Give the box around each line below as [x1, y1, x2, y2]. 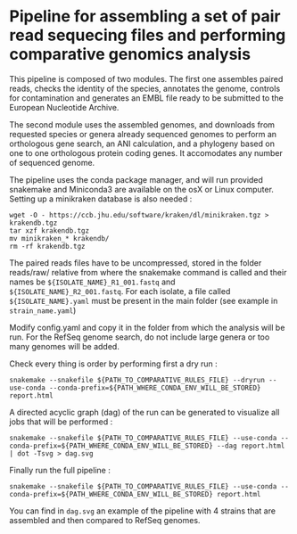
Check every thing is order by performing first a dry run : [9, 358, 219, 369]
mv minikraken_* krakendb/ [9, 234, 110, 242]
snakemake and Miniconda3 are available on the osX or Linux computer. [9, 184, 275, 194]
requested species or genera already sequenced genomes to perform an [9, 128, 277, 139]
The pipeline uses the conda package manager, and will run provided [9, 174, 263, 185]
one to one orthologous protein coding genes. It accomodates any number [9, 147, 284, 158]
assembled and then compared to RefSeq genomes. [9, 514, 201, 525]
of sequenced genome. [9, 157, 95, 168]
